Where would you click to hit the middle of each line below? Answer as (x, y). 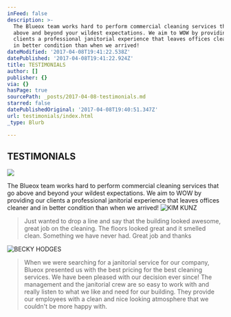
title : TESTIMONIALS (37, 65)
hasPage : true (27, 90)
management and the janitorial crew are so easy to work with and (117, 285)
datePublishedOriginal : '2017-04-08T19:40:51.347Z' (82, 110)
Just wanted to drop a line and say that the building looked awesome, (122, 221)
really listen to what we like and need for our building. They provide (119, 292)
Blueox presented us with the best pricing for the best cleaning (113, 270)
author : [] (23, 71)
